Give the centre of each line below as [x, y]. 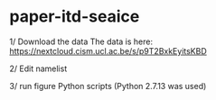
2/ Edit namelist [38, 68]
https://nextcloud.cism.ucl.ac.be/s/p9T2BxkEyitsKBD [108, 50]
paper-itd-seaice [75, 17]
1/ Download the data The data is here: [81, 41]
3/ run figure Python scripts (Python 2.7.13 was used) [108, 86]
